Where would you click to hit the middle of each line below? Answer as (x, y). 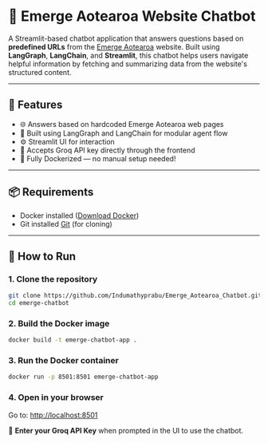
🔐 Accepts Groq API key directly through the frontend (107, 150)
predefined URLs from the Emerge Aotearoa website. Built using (114, 46)
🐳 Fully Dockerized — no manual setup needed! (98, 158)
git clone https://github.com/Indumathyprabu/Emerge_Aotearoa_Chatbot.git (135, 296)
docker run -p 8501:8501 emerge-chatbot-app (83, 377)
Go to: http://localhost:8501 (53, 415)
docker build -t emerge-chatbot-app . (73, 340)
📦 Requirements (51, 192)
